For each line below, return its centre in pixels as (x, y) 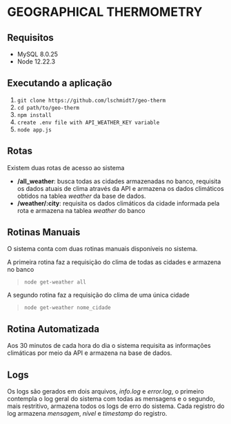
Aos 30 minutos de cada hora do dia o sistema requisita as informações (109, 346)
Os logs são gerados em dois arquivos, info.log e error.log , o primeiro (106, 391)
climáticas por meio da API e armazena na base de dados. (90, 353)
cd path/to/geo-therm (48, 108)
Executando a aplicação (60, 83)
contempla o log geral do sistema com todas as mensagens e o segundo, (111, 399)
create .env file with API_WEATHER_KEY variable (88, 122)
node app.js (34, 130)
